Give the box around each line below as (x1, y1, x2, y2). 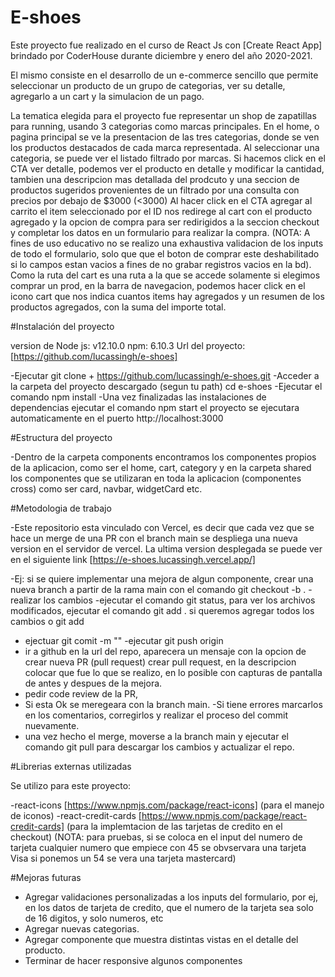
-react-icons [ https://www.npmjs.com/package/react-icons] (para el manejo (10, 799, 325, 811)
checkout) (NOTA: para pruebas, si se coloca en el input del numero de (10, 831, 303, 843)
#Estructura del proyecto (10, 431, 113, 443)
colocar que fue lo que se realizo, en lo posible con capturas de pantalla (24, 666, 323, 678)
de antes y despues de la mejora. (24, 677, 163, 689)
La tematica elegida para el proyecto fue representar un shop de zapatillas (10, 109, 317, 121)
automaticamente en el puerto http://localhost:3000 (10, 412, 224, 424)
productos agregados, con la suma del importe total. (10, 301, 227, 313)
